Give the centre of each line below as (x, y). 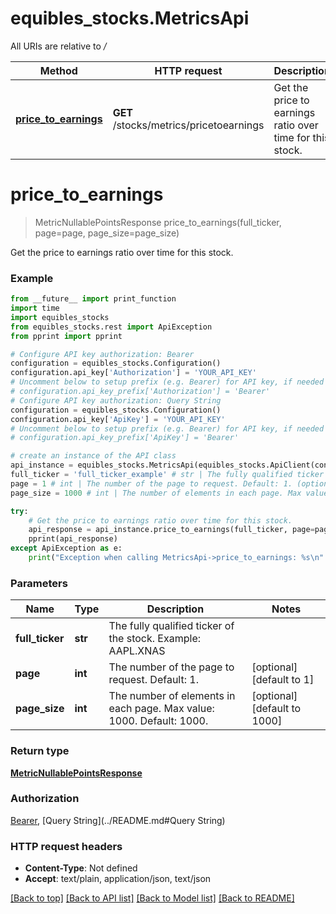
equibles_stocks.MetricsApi (130, 18)
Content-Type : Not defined (81, 868)
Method (58, 70)
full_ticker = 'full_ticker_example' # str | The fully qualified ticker (167, 475)
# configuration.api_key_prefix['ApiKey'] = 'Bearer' (125, 438)
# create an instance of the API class (93, 456)
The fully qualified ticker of (171, 626)
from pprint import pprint (66, 336)
